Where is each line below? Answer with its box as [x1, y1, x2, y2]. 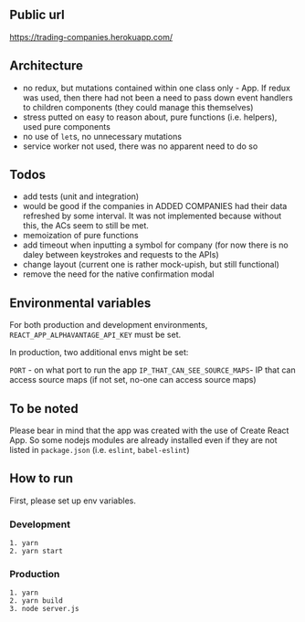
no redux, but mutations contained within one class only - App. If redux [22, 82, 290, 93]
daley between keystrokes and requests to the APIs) [22, 249, 219, 260]
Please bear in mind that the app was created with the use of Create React [9, 425, 289, 437]
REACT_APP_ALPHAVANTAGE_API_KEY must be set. [9, 329, 181, 341]
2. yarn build [9, 596, 64, 606]
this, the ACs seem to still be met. [22, 220, 149, 231]
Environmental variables [9, 295, 152, 311]
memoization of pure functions [22, 230, 139, 241]
